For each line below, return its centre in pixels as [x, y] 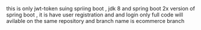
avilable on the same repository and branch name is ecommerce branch [95, 21]
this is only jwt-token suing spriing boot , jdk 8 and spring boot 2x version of [101, 9]
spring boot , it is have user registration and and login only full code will [95, 15]
